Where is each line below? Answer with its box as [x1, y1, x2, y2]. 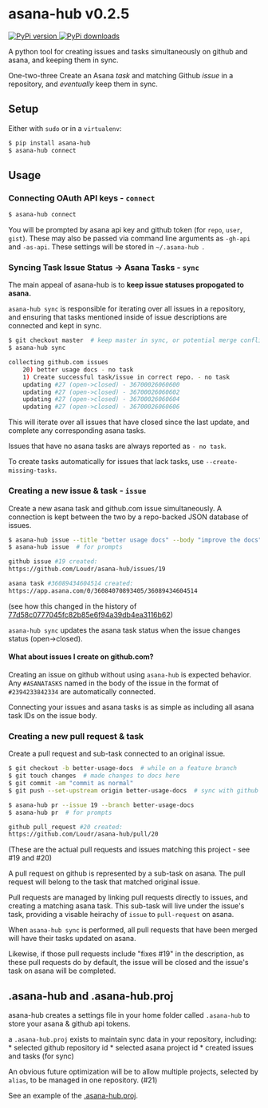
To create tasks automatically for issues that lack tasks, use [8, 457, 204, 467]
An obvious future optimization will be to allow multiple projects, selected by [8, 1067, 259, 1077]
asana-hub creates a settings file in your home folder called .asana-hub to [8, 1011, 250, 1020]
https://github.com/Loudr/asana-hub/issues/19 [8, 565, 166, 574]
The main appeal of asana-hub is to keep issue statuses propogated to [8, 280, 245, 290]
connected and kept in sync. [8, 321, 102, 331]
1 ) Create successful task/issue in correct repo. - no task [22, 373, 230, 381]
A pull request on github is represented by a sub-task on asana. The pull [8, 868, 246, 879]
